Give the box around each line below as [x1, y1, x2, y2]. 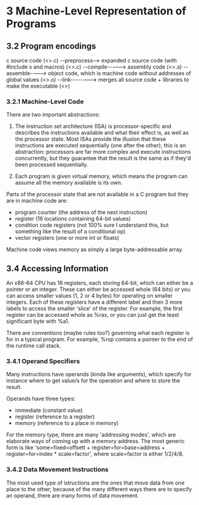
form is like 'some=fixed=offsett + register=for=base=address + [6, 444, 165, 451]
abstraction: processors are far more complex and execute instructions [14, 148, 191, 156]
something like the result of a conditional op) [14, 228, 126, 235]
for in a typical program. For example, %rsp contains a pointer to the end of [6, 335, 194, 343]
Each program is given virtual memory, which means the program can [14, 173, 188, 180]
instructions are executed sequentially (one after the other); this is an [14, 142, 186, 149]
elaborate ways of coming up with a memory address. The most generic [6, 438, 185, 445]
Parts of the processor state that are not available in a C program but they [6, 191, 189, 198]
